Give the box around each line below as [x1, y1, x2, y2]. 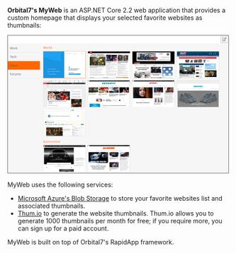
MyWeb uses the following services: [7, 180, 113, 189]
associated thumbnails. [17, 201, 86, 210]
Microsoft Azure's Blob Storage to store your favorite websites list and [17, 194, 223, 202]
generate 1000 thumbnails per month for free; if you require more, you [17, 216, 223, 225]
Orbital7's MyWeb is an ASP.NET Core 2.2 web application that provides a [7, 6, 225, 14]
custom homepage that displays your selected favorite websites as [7, 13, 203, 22]
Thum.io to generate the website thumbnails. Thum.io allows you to [17, 208, 214, 218]
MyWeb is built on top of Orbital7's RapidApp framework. [7, 237, 174, 246]
